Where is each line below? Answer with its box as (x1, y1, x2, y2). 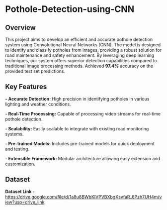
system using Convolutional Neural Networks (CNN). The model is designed (5, 42, 161, 48)
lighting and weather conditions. (5, 101, 71, 107)
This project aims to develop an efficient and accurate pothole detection (5, 36, 153, 42)
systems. (5, 131, 24, 137)
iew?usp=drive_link (5, 199, 45, 205)
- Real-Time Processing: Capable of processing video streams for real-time (5, 110, 161, 116)
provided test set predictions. (5, 68, 66, 74)
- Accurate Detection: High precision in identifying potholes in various (5, 96, 150, 102)
